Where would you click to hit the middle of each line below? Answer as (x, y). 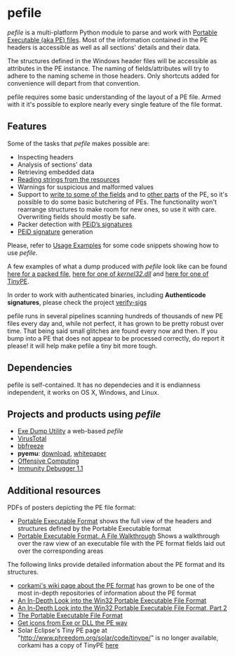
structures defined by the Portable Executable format (94, 529)
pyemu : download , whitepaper (62, 454)
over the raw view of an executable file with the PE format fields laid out (121, 544)
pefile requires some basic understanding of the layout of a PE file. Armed (114, 97)
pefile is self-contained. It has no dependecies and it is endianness (104, 385)
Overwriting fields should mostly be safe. (77, 216)
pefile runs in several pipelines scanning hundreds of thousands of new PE (115, 316)
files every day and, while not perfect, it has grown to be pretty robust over (116, 323)
